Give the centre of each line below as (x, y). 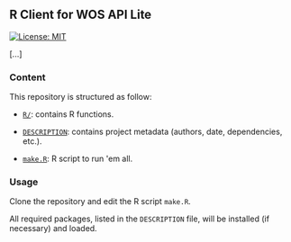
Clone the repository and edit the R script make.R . (100, 202)
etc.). (32, 141)
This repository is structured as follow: (81, 97)
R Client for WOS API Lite (81, 15)
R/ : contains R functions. (68, 114)
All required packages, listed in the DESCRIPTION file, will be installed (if (140, 219)
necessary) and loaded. (53, 229)
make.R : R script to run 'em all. (77, 159)
